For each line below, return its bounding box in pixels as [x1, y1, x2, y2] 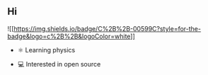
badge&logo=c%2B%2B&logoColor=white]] [7, 32, 136, 40]
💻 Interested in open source [17, 59, 101, 68]
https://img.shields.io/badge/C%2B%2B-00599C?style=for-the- [13, 24, 202, 33]
